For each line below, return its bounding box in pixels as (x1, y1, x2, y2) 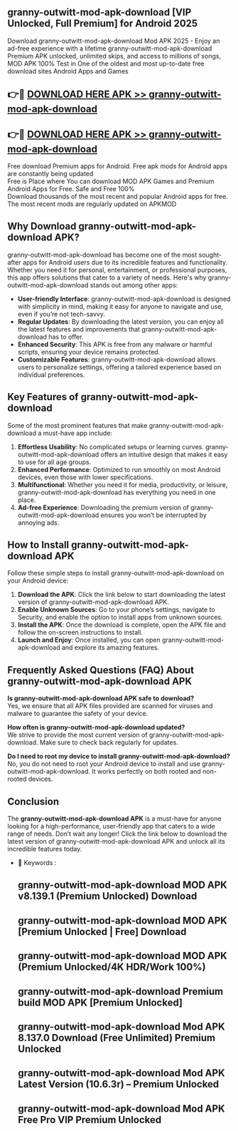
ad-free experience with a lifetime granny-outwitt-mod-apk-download (7, 43, 212, 53)
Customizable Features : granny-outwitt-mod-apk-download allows (17, 355, 216, 364)
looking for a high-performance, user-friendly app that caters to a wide (7, 822, 215, 831)
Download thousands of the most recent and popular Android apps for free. (7, 193, 229, 201)
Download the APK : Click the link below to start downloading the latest (17, 590, 226, 599)
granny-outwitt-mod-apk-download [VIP (7, 6, 192, 19)
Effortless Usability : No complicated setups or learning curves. (17, 442, 205, 451)
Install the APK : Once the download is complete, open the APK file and (17, 620, 226, 629)
